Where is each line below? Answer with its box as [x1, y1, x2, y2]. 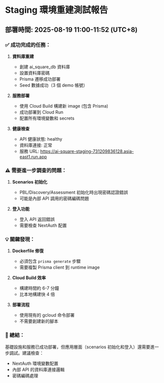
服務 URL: [19, 148, 39, 154]
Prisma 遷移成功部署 [19, 76, 61, 82]
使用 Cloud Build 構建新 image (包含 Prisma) [19, 103, 109, 109]
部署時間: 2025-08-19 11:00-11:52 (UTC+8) [5, 25, 138, 34]
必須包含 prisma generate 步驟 [19, 258, 81, 264]
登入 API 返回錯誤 [19, 216, 55, 222]
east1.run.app [19, 154, 47, 160]
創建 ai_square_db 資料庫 [19, 64, 70, 70]
